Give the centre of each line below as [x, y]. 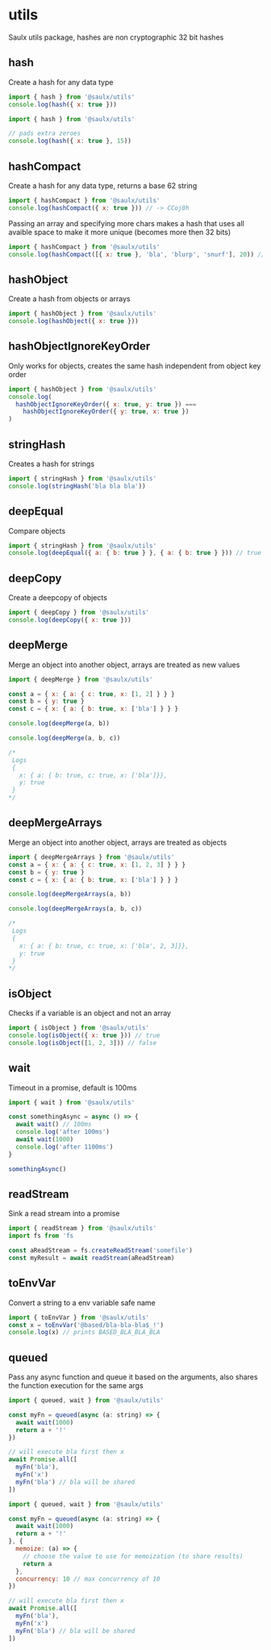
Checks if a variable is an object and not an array [90, 1013]
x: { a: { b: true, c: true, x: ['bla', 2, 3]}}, [104, 946]
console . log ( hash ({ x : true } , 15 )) [70, 141]
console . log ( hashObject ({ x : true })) [73, 321]
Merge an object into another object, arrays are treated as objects [118, 842]
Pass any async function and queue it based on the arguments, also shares [133, 1377]
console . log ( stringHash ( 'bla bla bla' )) [77, 486]
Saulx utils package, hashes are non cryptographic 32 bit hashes [116, 37]
